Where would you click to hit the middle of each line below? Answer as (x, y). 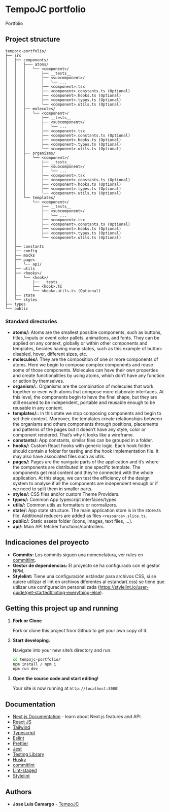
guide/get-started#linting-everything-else (56, 592)
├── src (13, 55)
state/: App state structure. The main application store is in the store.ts (87, 511)
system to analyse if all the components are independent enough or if (85, 484)
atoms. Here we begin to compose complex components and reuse (83, 365)
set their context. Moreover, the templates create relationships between (87, 419)
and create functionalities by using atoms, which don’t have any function (89, 376)
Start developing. (31, 640)
